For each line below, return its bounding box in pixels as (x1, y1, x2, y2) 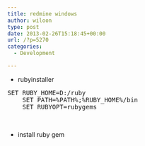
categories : (7, 43, 42, 50)
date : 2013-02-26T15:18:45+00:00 (7, 30, 106, 37)
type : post (7, 23, 40, 30)
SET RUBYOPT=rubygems (22, 103, 98, 111)
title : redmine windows (7, 10, 78, 18)
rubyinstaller (17, 75, 54, 83)
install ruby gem (17, 130, 65, 138)
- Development (13, 50, 55, 57)
